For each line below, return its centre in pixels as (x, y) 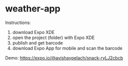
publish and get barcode (38, 42)
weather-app (33, 9)
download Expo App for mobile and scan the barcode (67, 48)
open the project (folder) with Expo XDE (53, 37)
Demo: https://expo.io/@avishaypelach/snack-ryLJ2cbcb (64, 57)
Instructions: (18, 22)
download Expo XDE (33, 32)
